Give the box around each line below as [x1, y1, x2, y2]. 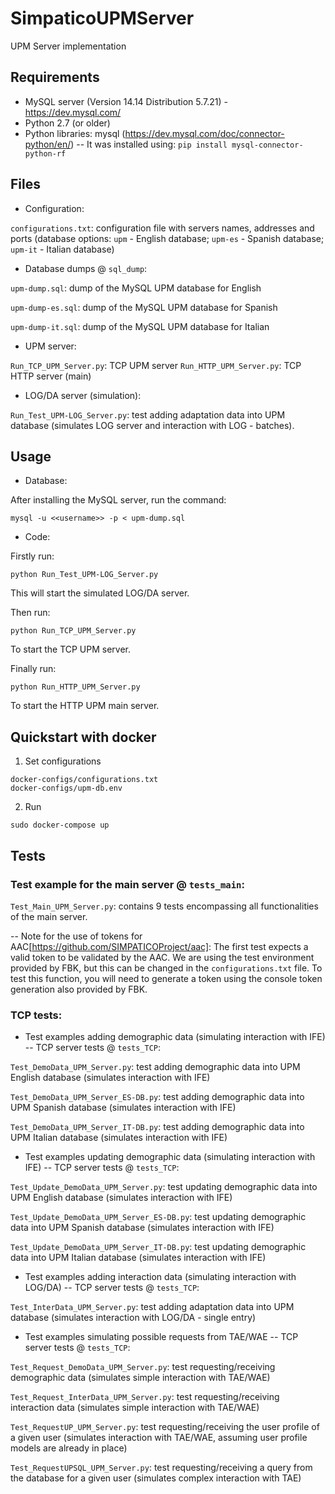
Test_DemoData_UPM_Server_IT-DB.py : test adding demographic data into [10, 1121, 305, 1133]
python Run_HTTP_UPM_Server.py [10, 682, 141, 692]
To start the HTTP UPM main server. [10, 700, 160, 712]
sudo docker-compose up [10, 820, 110, 831]
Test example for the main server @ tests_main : [10, 877, 245, 891]
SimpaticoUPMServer [10, 7, 195, 30]
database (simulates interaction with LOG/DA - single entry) [10, 1312, 257, 1324]
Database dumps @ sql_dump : [24, 262, 148, 274]
